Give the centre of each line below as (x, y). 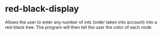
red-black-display (42, 9)
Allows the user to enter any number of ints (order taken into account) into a (81, 22)
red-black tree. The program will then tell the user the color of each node (78, 27)
